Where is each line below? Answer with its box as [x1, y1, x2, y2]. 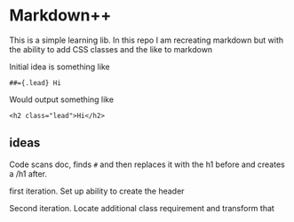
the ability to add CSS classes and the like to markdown [9, 44, 213, 54]
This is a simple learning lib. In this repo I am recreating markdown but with [9, 35, 284, 45]
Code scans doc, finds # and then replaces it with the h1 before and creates [9, 159, 286, 170]
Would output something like [9, 94, 114, 105]
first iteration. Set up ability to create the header [9, 186, 185, 196]
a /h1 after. [9, 168, 47, 178]
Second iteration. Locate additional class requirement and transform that [9, 202, 275, 213]
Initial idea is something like [9, 61, 110, 72]
